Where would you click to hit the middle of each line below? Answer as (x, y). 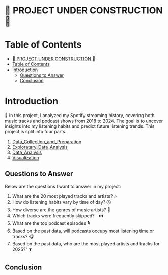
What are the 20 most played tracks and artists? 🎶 (64, 196)
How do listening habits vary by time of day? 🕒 (62, 202)
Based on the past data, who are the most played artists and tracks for (86, 244)
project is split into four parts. (36, 132)
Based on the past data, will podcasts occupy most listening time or (83, 231)
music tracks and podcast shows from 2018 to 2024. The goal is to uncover (84, 121)
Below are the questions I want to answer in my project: (63, 186)
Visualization (25, 158)
